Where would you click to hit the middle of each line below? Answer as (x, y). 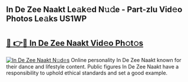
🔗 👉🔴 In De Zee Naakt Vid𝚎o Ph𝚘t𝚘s (75, 43)
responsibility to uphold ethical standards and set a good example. (87, 73)
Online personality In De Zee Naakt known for (126, 60)
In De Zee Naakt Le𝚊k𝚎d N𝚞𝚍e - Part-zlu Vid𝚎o (94, 10)
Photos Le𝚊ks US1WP (47, 19)
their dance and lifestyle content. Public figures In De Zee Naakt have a (93, 66)
